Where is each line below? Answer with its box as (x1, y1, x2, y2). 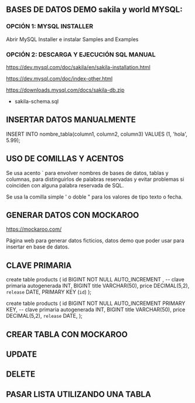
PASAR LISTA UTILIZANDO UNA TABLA (6, 389, 151, 399)
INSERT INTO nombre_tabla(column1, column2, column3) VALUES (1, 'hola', (6, 130, 187, 137)
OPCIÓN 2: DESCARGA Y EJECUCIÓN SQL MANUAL (6, 50, 156, 58)
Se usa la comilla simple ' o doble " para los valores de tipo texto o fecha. (6, 193, 183, 200)
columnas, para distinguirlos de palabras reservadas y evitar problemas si (6, 176, 184, 183)
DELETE (6, 370, 36, 380)
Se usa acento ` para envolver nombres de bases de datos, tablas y (6, 169, 169, 176)
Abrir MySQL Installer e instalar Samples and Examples (6, 35, 139, 43)
